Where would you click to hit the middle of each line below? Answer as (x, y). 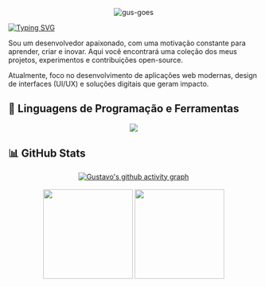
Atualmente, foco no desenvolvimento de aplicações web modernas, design (132, 75)
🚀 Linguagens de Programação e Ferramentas (124, 109)
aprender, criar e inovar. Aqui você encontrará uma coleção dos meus (123, 51)
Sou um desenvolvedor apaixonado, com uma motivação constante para (127, 43)
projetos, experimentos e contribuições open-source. (96, 60)
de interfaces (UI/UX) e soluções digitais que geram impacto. (109, 84)
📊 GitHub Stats (47, 154)
